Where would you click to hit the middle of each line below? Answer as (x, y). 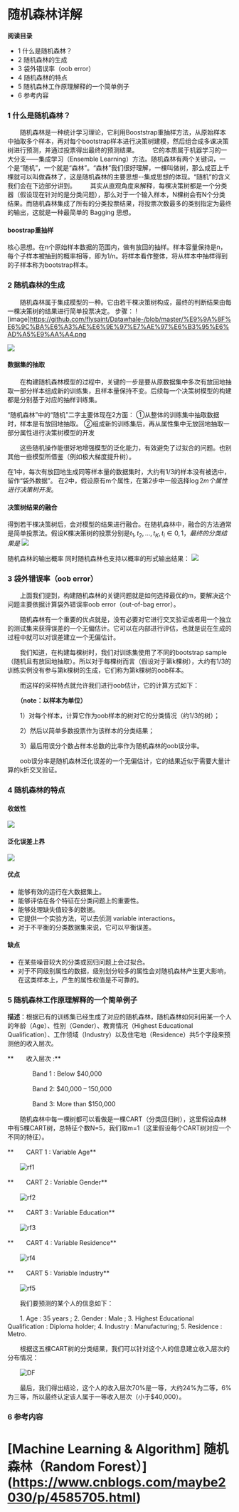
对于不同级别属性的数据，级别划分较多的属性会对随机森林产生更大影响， (123, 971)
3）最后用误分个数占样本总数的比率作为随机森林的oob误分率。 (112, 746)
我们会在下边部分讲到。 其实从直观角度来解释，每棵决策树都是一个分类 (117, 186)
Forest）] (122, 1467)
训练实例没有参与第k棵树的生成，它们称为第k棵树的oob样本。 (97, 671)
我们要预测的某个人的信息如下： (67, 1303)
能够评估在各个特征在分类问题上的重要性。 (80, 901)
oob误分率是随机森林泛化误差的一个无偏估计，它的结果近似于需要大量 (122, 761)
